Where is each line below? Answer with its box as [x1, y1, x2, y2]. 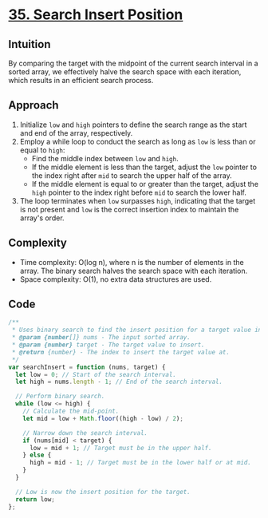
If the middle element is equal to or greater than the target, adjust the [31, 179, 259, 188]
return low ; [15, 495, 56, 504]
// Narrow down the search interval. [22, 429, 148, 437]
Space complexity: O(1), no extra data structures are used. [19, 274, 212, 284]
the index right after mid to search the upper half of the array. [31, 170, 233, 180]
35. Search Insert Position [8, 6, 183, 24]
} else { [22, 451, 52, 460]
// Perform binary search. [15, 393, 105, 401]
